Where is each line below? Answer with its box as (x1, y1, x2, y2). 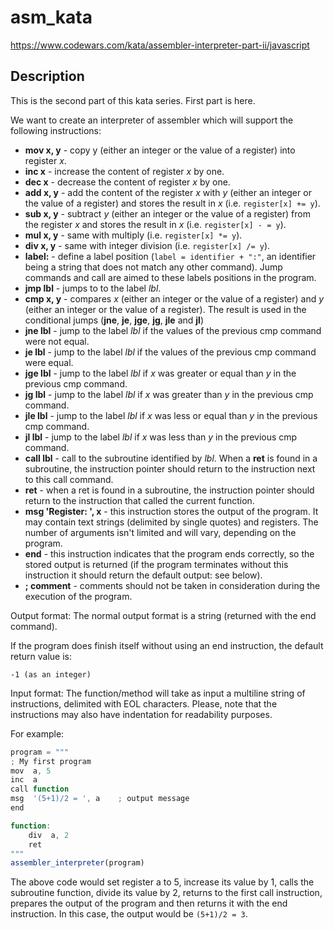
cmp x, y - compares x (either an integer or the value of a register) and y (24, 292, 325, 305)
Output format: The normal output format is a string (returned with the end (10, 609, 317, 621)
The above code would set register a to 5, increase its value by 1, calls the (10, 876, 315, 888)
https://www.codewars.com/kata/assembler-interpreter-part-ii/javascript (10, 39, 310, 51)
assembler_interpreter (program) (10, 858, 145, 868)
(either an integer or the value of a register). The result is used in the (24, 303, 307, 315)
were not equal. (24, 335, 90, 347)
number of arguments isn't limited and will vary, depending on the (24, 526, 297, 538)
